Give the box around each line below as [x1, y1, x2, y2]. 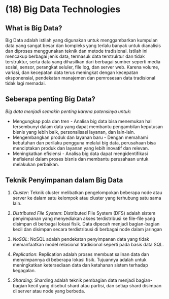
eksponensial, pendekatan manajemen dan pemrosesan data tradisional [5, 75, 156, 81]
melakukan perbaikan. [12, 161, 59, 167]
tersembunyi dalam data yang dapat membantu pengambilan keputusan [12, 123, 163, 130]
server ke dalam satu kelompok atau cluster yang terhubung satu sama [12, 195, 161, 201]
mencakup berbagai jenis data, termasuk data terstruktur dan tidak [5, 53, 145, 59]
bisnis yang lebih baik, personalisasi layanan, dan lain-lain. [12, 129, 136, 135]
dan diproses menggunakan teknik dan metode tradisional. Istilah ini [5, 48, 148, 54]
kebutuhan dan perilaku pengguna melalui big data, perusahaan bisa [12, 139, 156, 145]
